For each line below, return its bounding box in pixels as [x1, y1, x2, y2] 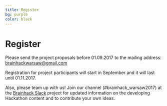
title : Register [5, 7, 39, 12]
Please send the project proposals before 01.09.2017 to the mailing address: [5, 54, 161, 60]
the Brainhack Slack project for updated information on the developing [5, 90, 150, 96]
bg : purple [5, 12, 28, 17]
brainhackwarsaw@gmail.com [5, 60, 67, 66]
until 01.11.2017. [5, 75, 36, 81]
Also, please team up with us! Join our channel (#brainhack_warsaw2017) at [5, 84, 162, 90]
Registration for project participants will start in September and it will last [5, 69, 155, 75]
